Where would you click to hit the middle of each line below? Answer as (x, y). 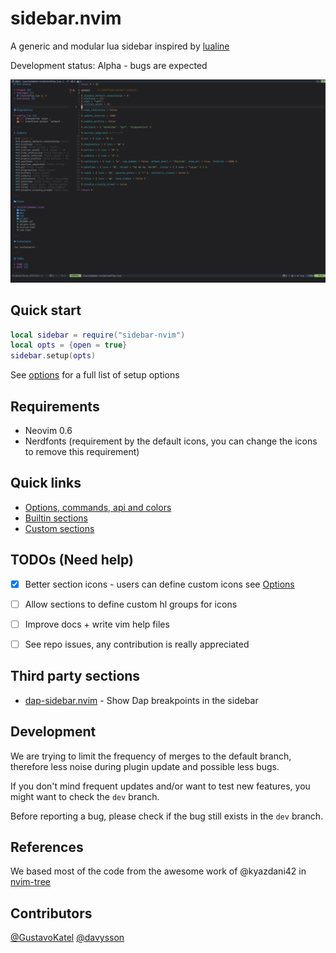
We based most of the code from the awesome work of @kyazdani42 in (158, 871)
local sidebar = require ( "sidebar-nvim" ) (98, 335)
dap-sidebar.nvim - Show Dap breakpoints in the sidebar (141, 700)
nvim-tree (30, 882)
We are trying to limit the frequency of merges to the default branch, (151, 756)
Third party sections (75, 676)
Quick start (46, 310)
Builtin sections (56, 518)
